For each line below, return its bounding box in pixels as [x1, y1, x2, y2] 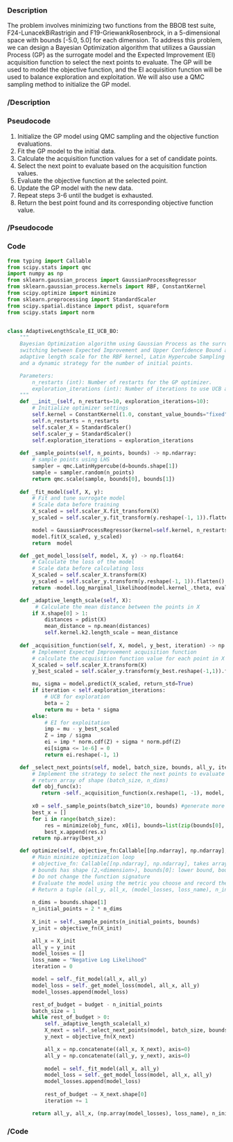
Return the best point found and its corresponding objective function [17, 198, 214, 207]
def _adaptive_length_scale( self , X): [19, 597, 132, 604]
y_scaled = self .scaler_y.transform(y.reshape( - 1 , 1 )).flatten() [32, 578, 225, 585]
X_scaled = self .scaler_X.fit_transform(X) [32, 508, 159, 515]
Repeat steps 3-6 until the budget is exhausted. [17, 191, 154, 199]
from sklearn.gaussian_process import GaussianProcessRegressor [7, 277, 197, 284]
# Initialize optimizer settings [32, 404, 129, 411]
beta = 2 [44, 699, 70, 706]
